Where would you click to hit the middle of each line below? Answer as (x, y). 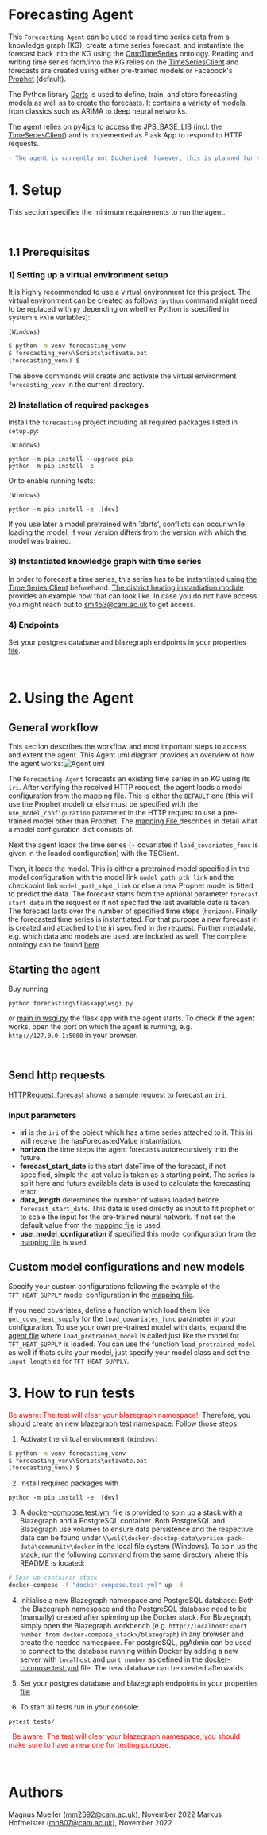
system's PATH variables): (49, 317)
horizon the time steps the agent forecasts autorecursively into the (129, 1149)
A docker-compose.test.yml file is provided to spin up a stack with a (131, 1512)
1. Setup (35, 190)
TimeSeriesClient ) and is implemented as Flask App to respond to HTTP (126, 135)
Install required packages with (69, 1483)
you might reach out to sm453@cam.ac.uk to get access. (102, 604)
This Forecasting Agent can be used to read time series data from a (119, 37)
